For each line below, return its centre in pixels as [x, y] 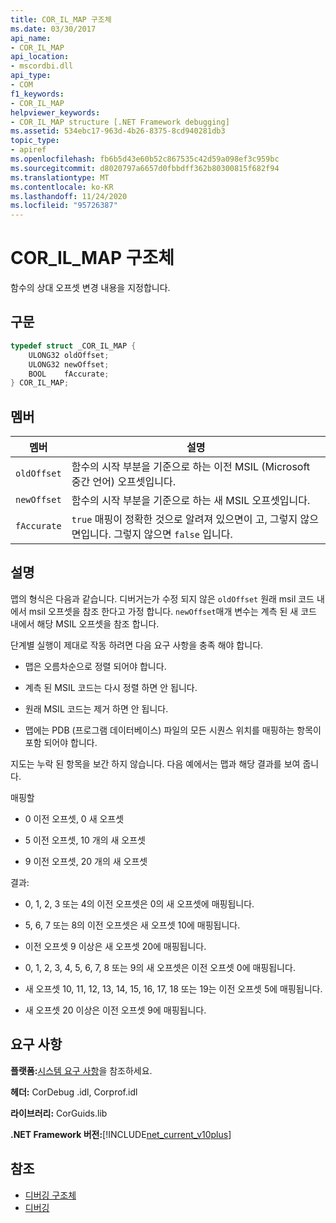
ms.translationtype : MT [60, 177]
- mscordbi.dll [42, 66]
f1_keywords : [37, 94]
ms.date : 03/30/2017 [53, 29]
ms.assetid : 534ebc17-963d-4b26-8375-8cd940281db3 [118, 131]
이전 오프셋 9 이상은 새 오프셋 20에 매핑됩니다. [115, 946]
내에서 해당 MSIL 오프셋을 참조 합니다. [85, 623]
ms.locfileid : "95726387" [64, 206]
